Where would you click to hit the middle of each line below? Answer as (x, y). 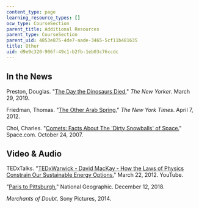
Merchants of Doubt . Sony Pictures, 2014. (59, 199)
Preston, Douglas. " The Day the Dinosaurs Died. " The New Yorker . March (98, 91)
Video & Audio (34, 154)
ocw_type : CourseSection (38, 23)
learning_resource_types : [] (43, 18)
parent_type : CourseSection (42, 35)
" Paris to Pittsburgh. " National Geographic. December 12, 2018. (85, 187)
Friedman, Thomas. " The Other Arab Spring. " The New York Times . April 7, (100, 110)
